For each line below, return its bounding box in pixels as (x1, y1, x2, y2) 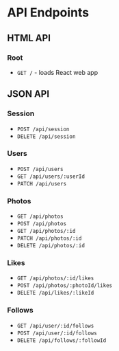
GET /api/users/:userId (16, 173, 85, 180)
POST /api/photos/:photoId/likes (16, 282, 113, 289)
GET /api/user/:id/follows (16, 322, 94, 329)
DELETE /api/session (16, 133, 76, 140)
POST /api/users (16, 166, 64, 172)
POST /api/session (16, 126, 70, 133)
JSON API (7, 88, 50, 100)
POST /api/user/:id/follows (16, 330, 97, 337)
